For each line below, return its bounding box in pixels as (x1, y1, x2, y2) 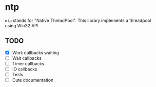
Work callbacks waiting (12, 50, 59, 55)
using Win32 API (5, 22, 39, 28)
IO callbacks (12, 66, 38, 72)
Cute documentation (12, 77, 54, 83)
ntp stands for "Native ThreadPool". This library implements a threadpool (5, 17, 152, 23)
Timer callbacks (12, 60, 45, 67)
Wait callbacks (12, 55, 42, 61)
